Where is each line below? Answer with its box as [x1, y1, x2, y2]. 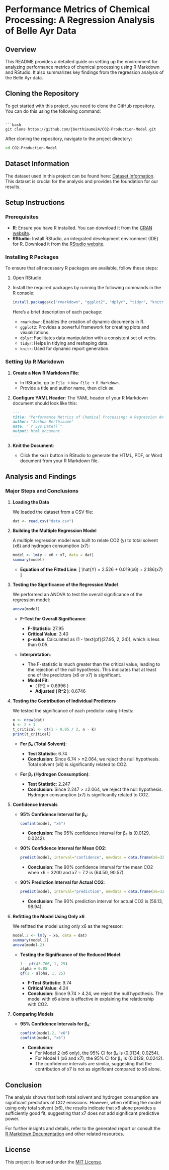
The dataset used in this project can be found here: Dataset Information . [5, 173, 155, 179]
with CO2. [27, 1001, 49, 1007]
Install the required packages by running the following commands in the [12, 285, 161, 291]
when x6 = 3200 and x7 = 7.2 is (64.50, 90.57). [27, 870, 125, 876]
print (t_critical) [12, 732, 51, 737]
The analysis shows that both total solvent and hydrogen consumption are [5, 1094, 158, 1100]
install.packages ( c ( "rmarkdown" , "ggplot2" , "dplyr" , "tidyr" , [12, 300, 148, 305]
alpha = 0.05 [20, 966, 48, 971]
